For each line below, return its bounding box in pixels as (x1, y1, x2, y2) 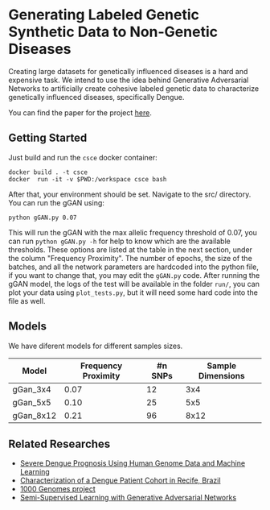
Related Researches (8, 437, 111, 450)
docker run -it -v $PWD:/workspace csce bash (8, 175, 167, 183)
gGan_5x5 (12, 396, 51, 408)
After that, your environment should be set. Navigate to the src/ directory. (8, 189, 252, 199)
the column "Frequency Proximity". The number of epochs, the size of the (8, 253, 253, 263)
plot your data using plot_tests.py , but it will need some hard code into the (8, 288, 259, 297)
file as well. (8, 296, 46, 305)
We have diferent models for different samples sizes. (8, 341, 183, 350)
